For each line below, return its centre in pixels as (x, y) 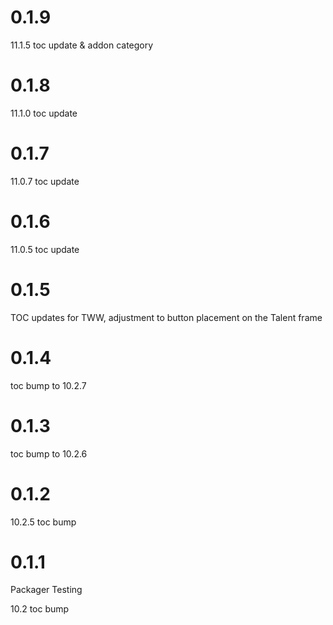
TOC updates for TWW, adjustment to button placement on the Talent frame (166, 317)
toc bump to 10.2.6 (49, 453)
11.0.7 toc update (45, 181)
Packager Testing (46, 590)
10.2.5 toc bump (43, 522)
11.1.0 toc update (44, 113)
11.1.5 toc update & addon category (82, 45)
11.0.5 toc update (45, 249)
